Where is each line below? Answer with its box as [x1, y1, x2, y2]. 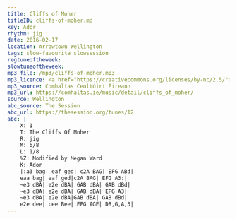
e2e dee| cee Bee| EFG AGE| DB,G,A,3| [20, 201, 134, 208]
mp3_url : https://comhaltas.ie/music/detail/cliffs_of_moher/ [7, 89, 194, 96]
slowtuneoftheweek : [7, 63, 65, 70]
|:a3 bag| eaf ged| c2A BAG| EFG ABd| [20, 167, 134, 175]
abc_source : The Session [7, 102, 80, 109]
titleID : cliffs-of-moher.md [7, 17, 93, 24]
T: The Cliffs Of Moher [20, 129, 90, 136]
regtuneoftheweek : [7, 57, 61, 64]
